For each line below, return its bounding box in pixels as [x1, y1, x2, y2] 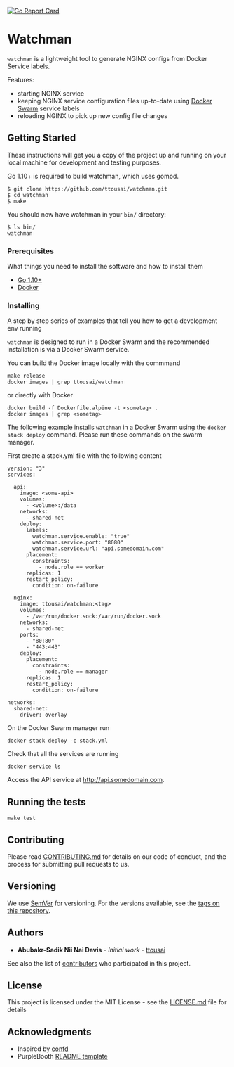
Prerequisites [7, 246, 54, 256]
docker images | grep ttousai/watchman [7, 378, 124, 386]
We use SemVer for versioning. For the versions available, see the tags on [7, 899, 220, 907]
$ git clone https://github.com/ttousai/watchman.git [7, 185, 168, 193]
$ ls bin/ [7, 224, 36, 231]
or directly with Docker [7, 391, 74, 400]
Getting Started [7, 132, 76, 144]
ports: [20, 632, 39, 639]
